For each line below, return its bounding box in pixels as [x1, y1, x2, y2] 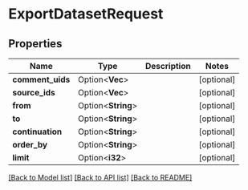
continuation [12, 126, 63, 137]
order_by [12, 139, 48, 150]
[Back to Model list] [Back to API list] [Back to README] [8, 173, 193, 182]
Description [145, 61, 191, 71]
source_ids [12, 87, 56, 98]
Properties [8, 37, 63, 51]
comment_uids [12, 74, 71, 85]
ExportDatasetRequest [8, 5, 164, 23]
